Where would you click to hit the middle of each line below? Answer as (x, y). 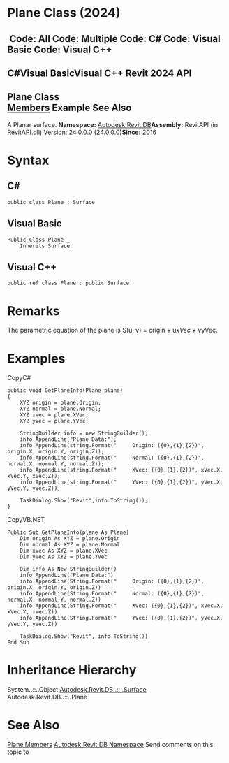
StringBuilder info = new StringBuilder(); (84, 434)
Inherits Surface (45, 246)
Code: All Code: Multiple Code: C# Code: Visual (115, 39)
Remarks (34, 311)
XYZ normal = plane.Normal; (60, 409)
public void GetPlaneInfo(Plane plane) (65, 391)
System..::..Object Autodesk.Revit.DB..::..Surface (77, 690)
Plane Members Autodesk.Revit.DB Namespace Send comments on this (110, 745)
